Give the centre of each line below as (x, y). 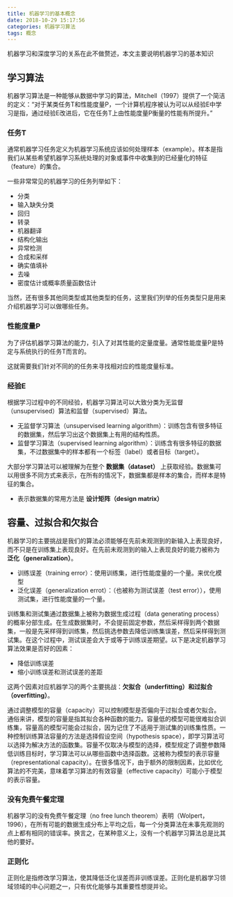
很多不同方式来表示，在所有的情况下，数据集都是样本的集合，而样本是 (119, 475)
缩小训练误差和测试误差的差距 (60, 672)
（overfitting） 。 (31, 695)
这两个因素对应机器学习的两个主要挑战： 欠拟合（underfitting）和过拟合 (110, 686)
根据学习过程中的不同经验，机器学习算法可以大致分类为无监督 (95, 402)
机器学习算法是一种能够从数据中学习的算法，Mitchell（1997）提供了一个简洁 (116, 96)
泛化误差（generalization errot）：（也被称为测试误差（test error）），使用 (119, 590)
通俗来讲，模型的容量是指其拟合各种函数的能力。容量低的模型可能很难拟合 (113, 718)
